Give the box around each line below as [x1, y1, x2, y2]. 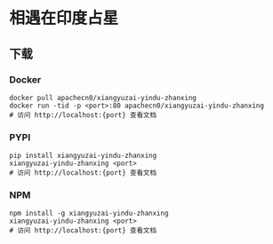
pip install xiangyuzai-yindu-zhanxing [9, 152, 157, 161]
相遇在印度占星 [9, 8, 119, 28]
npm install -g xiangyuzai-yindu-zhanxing [9, 209, 169, 218]
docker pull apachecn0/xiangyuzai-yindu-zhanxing [9, 93, 197, 102]
